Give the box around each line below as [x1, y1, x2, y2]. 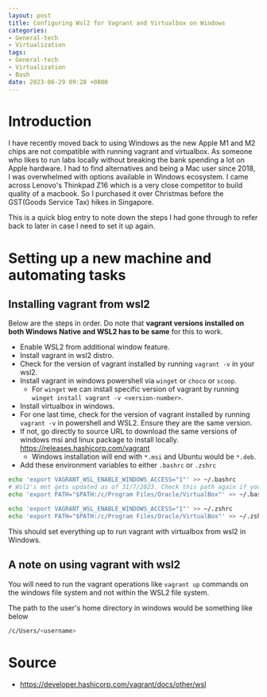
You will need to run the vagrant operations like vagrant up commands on [8, 579, 249, 588]
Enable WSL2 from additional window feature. [19, 342, 170, 352]
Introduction [8, 112, 92, 130]
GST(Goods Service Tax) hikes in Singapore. [8, 198, 154, 207]
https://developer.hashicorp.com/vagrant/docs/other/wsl [19, 680, 207, 689]
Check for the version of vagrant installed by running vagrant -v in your [19, 359, 255, 369]
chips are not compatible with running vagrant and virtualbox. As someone [8, 147, 253, 156]
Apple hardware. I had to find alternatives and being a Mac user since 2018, [8, 164, 256, 173]
